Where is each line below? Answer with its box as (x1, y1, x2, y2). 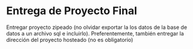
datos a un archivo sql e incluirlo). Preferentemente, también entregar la (6, 30, 185, 37)
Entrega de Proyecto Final (6, 4, 137, 18)
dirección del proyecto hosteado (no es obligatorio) (6, 36, 133, 43)
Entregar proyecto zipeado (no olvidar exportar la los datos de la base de (6, 24, 188, 31)
